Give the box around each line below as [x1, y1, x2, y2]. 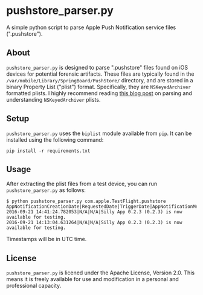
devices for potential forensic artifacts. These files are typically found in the [6, 70, 195, 78]
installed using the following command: [6, 136, 104, 143]
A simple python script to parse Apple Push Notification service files [6, 24, 176, 31]
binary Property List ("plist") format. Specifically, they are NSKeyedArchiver [6, 83, 192, 90]
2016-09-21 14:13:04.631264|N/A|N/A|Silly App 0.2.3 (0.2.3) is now [6, 219, 182, 226]
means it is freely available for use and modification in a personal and [6, 276, 179, 283]
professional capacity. [6, 282, 62, 290]
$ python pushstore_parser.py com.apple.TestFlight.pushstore [6, 198, 166, 205]
